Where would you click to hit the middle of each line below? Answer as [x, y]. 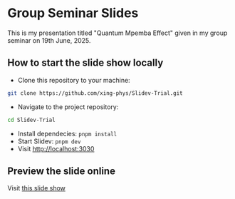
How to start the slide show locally [85, 63]
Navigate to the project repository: [68, 107]
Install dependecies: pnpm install [67, 133]
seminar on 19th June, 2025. [49, 40]
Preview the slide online [62, 171]
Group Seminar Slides [73, 13]
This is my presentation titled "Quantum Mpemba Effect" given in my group [117, 33]
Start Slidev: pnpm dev [49, 141]
